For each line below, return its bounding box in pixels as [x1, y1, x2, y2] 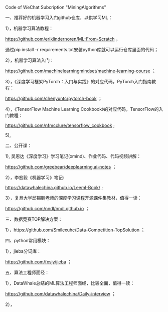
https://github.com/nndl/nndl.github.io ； [5, 206, 90, 211]
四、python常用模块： [5, 238, 51, 243]
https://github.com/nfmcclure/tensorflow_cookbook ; [5, 122, 115, 128]
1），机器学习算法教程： [5, 25, 54, 31]
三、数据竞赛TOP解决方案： [5, 216, 63, 222]
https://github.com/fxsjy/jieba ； [5, 259, 72, 265]
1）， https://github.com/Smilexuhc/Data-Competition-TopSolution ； [5, 227, 145, 233]
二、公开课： [5, 142, 32, 148]
